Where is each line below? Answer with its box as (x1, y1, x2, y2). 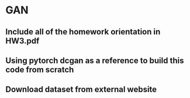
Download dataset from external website (5, 85, 157, 94)
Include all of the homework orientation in (5, 27, 161, 37)
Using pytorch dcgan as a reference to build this (5, 55, 184, 65)
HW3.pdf (5, 36, 40, 45)
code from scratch (5, 65, 74, 75)
